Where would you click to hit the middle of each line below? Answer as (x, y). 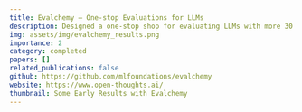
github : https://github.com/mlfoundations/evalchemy (111, 77)
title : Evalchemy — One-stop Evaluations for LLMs (107, 18)
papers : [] (30, 60)
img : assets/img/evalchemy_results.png (85, 34)
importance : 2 (36, 43)
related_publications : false (64, 69)
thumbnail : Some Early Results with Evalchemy (99, 93)
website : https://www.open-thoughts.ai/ (87, 85)
